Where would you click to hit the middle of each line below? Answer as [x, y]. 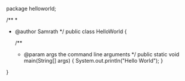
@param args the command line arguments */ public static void [101, 54]
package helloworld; [31, 9]
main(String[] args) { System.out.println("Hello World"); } [93, 61]
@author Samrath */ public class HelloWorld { [71, 31]
